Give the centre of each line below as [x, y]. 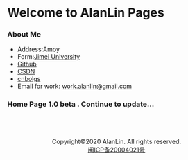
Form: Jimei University [49, 57]
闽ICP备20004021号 [117, 150]
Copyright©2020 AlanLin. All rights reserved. [117, 141]
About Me [24, 35]
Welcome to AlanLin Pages [86, 13]
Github [27, 64]
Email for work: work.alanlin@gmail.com [75, 86]
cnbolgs [29, 79]
